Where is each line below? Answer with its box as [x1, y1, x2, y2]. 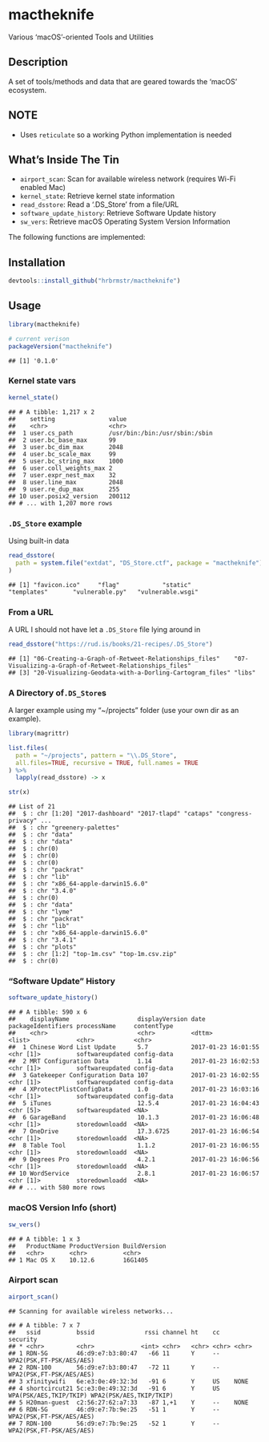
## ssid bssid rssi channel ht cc [8, 1328, 220, 1336]
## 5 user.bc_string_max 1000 [8, 457, 124, 465]
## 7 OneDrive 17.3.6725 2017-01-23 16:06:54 [8, 1128, 260, 1136]
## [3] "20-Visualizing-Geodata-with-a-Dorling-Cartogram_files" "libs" [8, 668, 256, 677]
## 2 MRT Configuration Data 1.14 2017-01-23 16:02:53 [8, 1057, 260, 1066]
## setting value [8, 415, 127, 423]
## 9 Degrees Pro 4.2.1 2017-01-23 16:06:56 [8, 1156, 260, 1164]
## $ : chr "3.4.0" [8, 887, 78, 895]
